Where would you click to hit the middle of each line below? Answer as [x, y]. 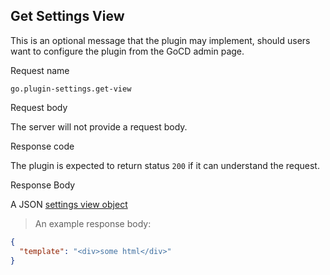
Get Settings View [67, 16]
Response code [42, 146]
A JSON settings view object [69, 204]
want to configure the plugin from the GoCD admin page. [127, 51]
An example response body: [93, 223]
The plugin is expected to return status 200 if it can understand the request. [165, 165]
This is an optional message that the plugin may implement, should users [160, 40]
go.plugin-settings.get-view [71, 89]
